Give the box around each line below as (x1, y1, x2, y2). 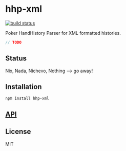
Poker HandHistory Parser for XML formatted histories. (5, 30, 121, 36)
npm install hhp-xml (5, 96, 50, 101)
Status (5, 54, 27, 63)
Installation (5, 82, 42, 91)
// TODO (5, 39, 22, 45)
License (5, 127, 31, 136)
